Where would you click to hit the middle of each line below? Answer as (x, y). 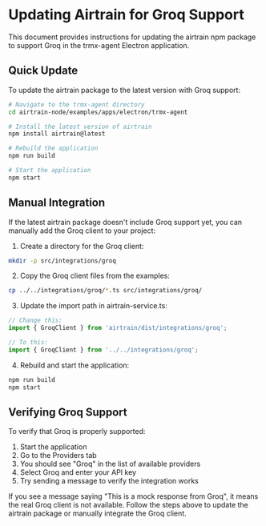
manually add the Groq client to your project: (82, 231)
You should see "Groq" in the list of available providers (110, 464)
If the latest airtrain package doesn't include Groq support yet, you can (125, 222)
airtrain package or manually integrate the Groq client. (97, 513)
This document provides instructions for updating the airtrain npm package (132, 37)
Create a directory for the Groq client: (82, 246)
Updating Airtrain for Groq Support (126, 15)
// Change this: (35, 321)
